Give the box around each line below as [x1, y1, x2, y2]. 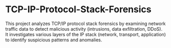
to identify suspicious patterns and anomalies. [5, 37, 103, 43]
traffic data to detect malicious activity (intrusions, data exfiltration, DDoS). [5, 26, 162, 32]
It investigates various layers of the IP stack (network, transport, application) [5, 31, 166, 37]
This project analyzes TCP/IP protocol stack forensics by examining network [5, 20, 166, 27]
